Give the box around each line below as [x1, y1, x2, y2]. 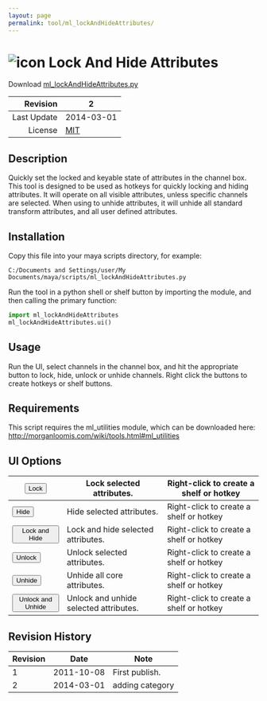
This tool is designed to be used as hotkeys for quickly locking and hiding [8, 181, 249, 191]
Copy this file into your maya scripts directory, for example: [8, 251, 203, 261]
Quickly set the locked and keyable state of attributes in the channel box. [8, 173, 247, 183]
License [28, 125, 58, 136]
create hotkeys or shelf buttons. [8, 379, 113, 388]
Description [8, 152, 68, 166]
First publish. [112, 667, 161, 678]
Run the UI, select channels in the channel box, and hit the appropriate [8, 361, 238, 371]
